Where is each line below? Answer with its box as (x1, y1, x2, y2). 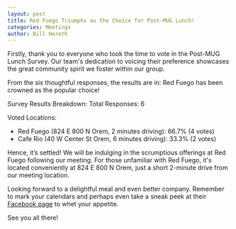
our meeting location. (7, 171, 69, 179)
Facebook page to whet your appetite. (7, 200, 119, 208)
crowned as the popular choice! (7, 86, 101, 94)
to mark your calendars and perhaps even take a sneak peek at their (7, 192, 207, 201)
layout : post (7, 10, 46, 18)
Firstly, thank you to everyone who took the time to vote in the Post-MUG (7, 50, 220, 58)
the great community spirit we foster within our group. (7, 65, 165, 73)
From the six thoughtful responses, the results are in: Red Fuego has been (7, 79, 223, 87)
